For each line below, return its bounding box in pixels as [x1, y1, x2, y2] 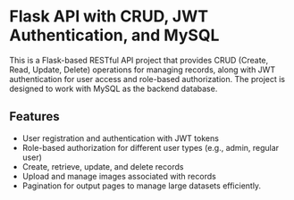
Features [9, 109, 60, 124]
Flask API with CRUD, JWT [9, 6, 208, 27]
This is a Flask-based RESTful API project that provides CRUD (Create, [9, 54, 269, 65]
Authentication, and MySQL [9, 25, 220, 46]
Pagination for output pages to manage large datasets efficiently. [21, 180, 262, 191]
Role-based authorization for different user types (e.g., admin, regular [21, 142, 280, 153]
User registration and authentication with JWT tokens [21, 132, 219, 144]
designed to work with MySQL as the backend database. [9, 83, 218, 94]
